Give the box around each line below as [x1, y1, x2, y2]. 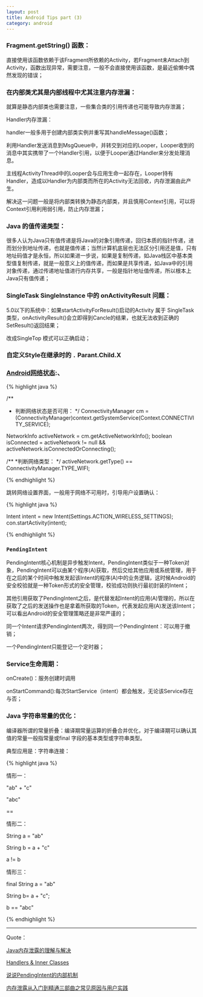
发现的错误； [11, 71, 43, 79]
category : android [6, 20, 53, 26]
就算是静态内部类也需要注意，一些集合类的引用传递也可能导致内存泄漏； [6, 102, 186, 110]
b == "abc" [6, 904, 34, 911]
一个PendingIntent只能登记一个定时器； [6, 643, 105, 651]
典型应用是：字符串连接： [6, 747, 70, 754]
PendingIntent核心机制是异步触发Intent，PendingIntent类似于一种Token [6, 559, 184, 566]
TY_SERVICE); [14, 420, 51, 428]
